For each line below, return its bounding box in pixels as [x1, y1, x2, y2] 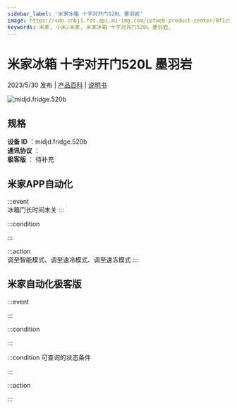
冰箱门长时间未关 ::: [7, 205, 65, 214]
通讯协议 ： [7, 146, 40, 155]
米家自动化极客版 [7, 278, 82, 290]
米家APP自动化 [7, 178, 73, 190]
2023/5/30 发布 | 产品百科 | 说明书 [7, 81, 107, 89]
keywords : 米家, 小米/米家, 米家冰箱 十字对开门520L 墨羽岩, [7, 23, 171, 30]
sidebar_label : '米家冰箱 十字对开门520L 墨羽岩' [7, 10, 143, 18]
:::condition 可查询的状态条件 [7, 353, 92, 362]
